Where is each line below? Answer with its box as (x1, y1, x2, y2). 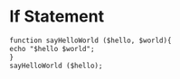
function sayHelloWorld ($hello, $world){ (9, 36, 172, 45)
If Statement (9, 6, 105, 27)
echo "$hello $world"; (9, 44, 95, 53)
